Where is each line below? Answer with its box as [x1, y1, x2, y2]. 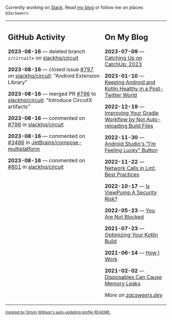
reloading [104, 122, 128, 129]
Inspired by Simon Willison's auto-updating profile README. [5, 310, 111, 315]
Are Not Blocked [104, 213, 144, 220]
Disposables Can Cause [104, 273, 162, 281]
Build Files [128, 122, 154, 129]
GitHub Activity [8, 32, 66, 42]
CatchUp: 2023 [104, 61, 142, 68]
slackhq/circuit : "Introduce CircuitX [8, 96, 93, 104]
